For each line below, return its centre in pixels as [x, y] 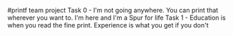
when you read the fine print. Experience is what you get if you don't [108, 25]
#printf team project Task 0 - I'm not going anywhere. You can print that [113, 10]
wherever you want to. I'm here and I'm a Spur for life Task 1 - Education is [116, 18]
